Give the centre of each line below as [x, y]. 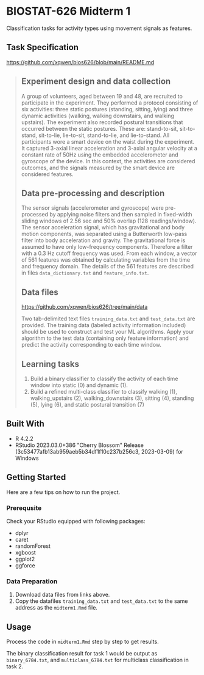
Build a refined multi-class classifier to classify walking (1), [104, 392]
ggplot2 [25, 559]
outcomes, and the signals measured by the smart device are [98, 168]
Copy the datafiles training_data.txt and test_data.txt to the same [101, 601]
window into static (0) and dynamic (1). [79, 385]
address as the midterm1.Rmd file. [56, 608]
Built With [25, 424]
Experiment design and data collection [96, 82]
